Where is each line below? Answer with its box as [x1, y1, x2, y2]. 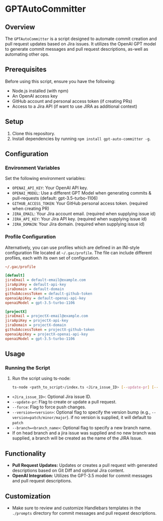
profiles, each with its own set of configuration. [5, 255, 100, 260]
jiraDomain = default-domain [5, 287, 64, 292]
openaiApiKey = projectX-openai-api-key [5, 332, 89, 337]
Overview [5, 23, 36, 31]
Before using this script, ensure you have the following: [5, 78, 116, 84]
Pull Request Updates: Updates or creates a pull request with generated [12, 462, 158, 468]
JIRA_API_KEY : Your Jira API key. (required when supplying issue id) [12, 216, 147, 222]
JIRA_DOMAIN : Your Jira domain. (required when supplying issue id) [12, 221, 145, 227]
